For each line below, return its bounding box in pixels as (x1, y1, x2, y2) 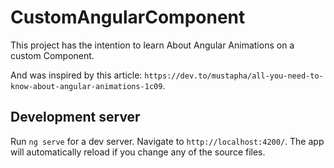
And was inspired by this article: (10, 69, 143, 81)
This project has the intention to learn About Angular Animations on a (10, 39, 295, 51)
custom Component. (10, 49, 95, 61)
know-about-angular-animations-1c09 (10, 81, 163, 91)
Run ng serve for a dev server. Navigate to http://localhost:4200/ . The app (10, 135, 325, 147)
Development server (10, 109, 141, 126)
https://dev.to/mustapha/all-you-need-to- (144, 71, 324, 81)
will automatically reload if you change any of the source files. (10, 146, 266, 158)
